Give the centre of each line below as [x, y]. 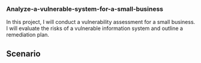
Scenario [23, 54]
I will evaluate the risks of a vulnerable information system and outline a [94, 28]
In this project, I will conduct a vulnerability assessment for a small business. [101, 22]
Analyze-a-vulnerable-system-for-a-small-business [85, 9]
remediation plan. [28, 35]
